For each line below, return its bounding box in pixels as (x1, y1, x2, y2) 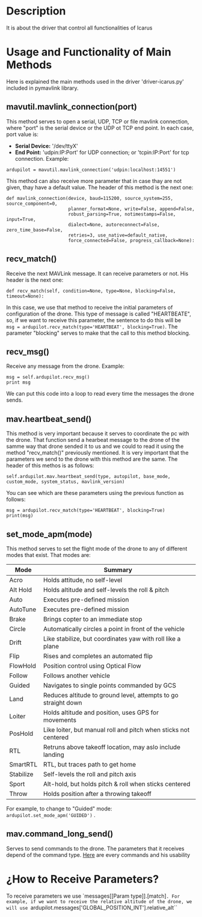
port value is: (6, 131, 39, 138)
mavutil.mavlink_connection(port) (6, 102, 137, 112)
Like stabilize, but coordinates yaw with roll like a (43, 634, 181, 642)
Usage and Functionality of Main (6, 45, 171, 59)
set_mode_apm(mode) (6, 529, 93, 539)
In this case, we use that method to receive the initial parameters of (6, 303, 173, 311)
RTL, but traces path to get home (43, 760, 136, 768)
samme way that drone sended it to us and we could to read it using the (6, 443, 184, 450)
